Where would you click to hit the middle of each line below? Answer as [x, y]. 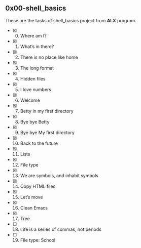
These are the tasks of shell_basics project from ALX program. [71, 20]
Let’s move [31, 197]
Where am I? [33, 35]
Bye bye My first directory [47, 132]
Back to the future [39, 143]
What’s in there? [37, 46]
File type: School [38, 240]
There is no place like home [49, 57]
